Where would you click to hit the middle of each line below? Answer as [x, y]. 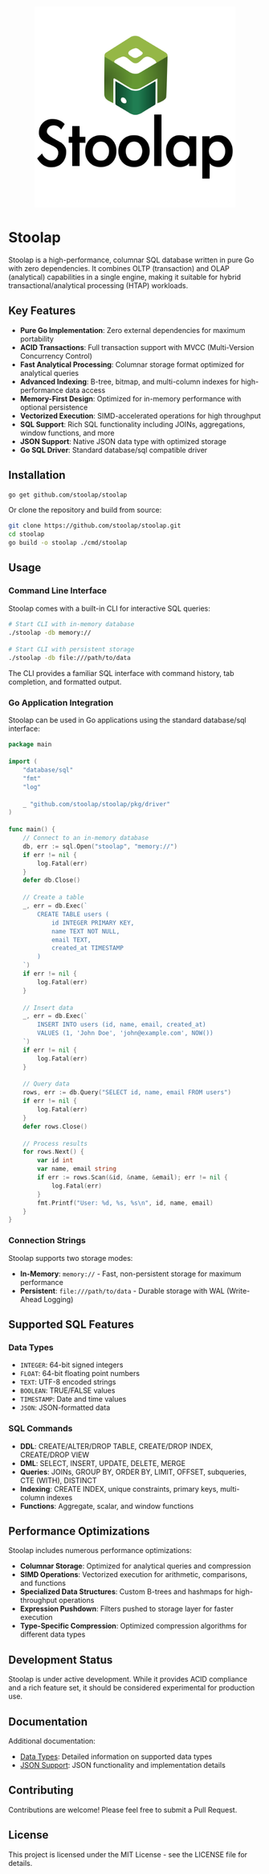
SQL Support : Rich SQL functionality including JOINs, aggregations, [132, 424]
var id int [55, 1160]
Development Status [61, 1660]
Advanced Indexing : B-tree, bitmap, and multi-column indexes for [129, 381]
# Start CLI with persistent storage [71, 649]
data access [86, 390]
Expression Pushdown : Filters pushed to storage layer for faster [127, 1609]
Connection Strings [47, 1241]
